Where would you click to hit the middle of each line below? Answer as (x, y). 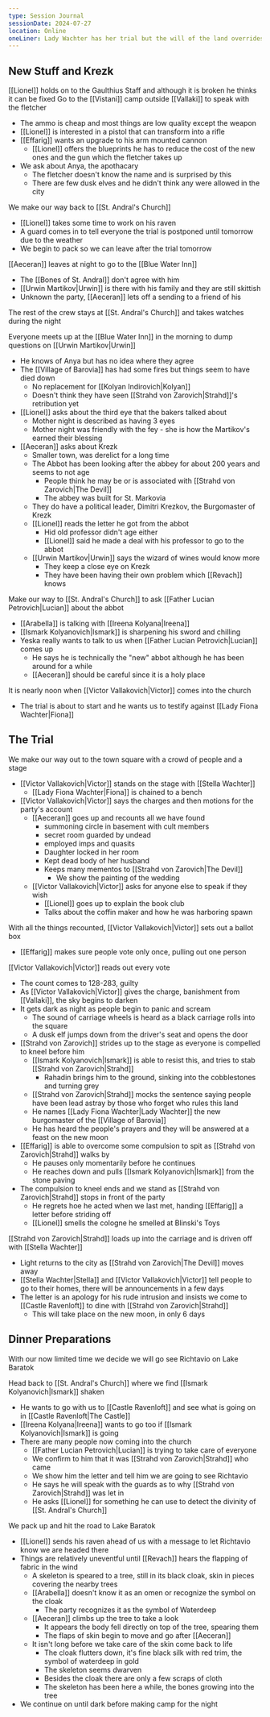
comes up (37, 649)
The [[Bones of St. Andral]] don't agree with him (100, 280)
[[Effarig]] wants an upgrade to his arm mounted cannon (113, 140)
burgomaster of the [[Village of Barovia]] (99, 1120)
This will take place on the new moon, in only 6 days (119, 1314)
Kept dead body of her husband (97, 860)
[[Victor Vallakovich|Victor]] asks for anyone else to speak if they (139, 886)
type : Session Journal (46, 16)
